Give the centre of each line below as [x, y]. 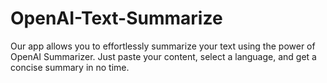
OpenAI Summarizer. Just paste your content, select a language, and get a [163, 56]
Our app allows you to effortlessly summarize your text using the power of [163, 46]
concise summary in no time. [70, 67]
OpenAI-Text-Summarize [116, 18]
